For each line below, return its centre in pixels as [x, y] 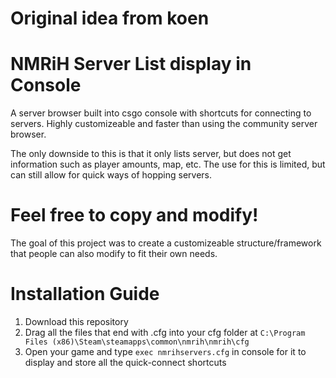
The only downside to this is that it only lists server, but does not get [151, 154]
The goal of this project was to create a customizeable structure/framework [166, 243]
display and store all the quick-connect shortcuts [125, 362]
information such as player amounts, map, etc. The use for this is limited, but [168, 164]
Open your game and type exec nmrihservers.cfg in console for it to [165, 351]
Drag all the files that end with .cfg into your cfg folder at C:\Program [165, 332]
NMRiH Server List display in [131, 64]
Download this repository [76, 321]
